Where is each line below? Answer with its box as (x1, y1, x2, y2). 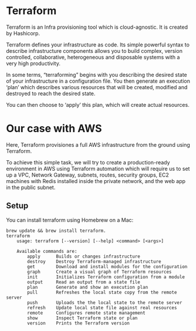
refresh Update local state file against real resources (27, 305, 177, 310)
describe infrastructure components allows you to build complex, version (6, 47, 183, 54)
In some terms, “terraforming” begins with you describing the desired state (6, 71, 188, 78)
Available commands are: (16, 248, 77, 254)
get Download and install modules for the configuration (27, 264, 188, 269)
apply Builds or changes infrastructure (27, 254, 141, 259)
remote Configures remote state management (27, 310, 146, 316)
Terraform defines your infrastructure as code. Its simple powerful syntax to (6, 41, 190, 48)
